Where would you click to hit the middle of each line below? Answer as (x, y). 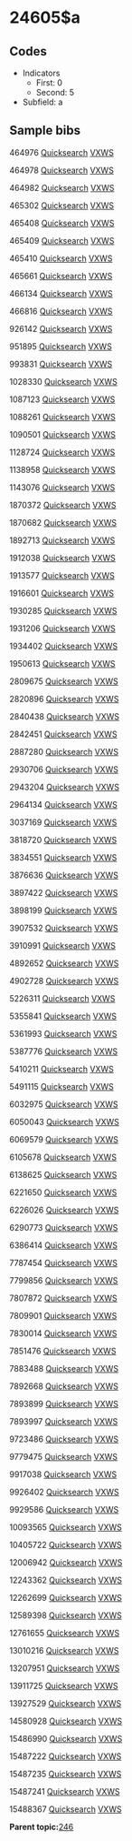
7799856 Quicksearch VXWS (64, 1280)
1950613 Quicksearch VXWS (62, 663)
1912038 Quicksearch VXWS (62, 558)
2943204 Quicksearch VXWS (65, 787)
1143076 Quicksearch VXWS (62, 487)
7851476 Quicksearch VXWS (63, 1351)
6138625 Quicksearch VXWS (63, 1174)
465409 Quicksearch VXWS (62, 240)
